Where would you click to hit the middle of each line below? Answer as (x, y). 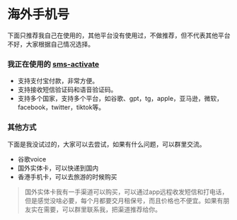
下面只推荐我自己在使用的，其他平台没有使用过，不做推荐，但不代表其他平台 (119, 35)
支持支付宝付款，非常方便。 (58, 81)
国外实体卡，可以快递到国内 (58, 168)
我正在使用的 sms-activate (53, 64)
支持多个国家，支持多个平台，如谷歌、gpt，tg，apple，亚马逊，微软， (120, 99)
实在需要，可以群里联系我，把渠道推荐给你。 (96, 209)
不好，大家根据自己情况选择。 (51, 44)
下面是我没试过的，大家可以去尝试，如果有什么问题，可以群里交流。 (106, 144)
